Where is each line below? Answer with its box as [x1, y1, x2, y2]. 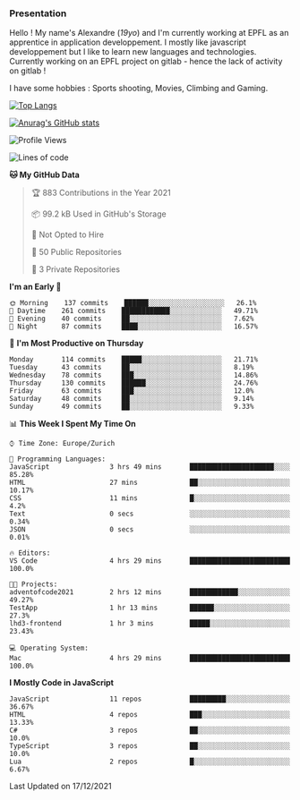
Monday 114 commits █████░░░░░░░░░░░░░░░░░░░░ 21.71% [9, 355, 258, 364]
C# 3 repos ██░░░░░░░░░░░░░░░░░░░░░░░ [9, 726, 291, 736]
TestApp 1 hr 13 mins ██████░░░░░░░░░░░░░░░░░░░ [9, 603, 291, 613]
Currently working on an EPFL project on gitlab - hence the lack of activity [9, 56, 283, 67]
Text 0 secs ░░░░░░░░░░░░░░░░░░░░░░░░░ [9, 509, 291, 519]
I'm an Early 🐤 [9, 281, 62, 293]
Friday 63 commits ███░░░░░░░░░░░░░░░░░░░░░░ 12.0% [9, 387, 254, 396]
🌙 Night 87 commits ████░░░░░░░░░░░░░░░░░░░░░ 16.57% [9, 322, 258, 331]
